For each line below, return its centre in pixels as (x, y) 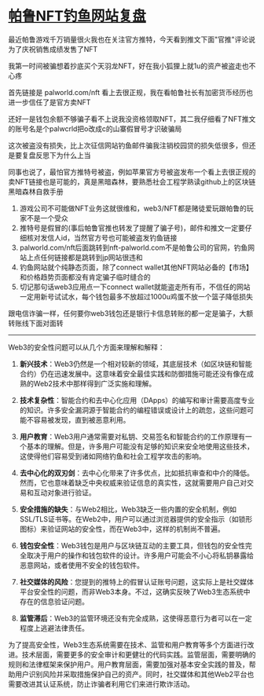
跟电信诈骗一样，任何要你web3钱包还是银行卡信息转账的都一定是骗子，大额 (131, 313)
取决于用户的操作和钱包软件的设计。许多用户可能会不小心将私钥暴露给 (140, 555)
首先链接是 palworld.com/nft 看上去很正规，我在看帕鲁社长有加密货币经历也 (131, 92)
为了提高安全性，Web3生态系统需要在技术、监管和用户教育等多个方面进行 (128, 644)
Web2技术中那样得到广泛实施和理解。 (95, 383)
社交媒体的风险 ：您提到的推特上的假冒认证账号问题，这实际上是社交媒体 (136, 581)
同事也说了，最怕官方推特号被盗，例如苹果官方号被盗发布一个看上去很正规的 (132, 172)
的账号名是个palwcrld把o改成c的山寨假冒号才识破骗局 (95, 128)
